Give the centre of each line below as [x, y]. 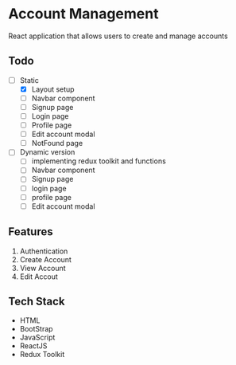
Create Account [45, 259]
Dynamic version [47, 152]
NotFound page [57, 143]
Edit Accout [39, 277]
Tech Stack [37, 301]
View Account [43, 268]
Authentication [44, 251]
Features [31, 232]
